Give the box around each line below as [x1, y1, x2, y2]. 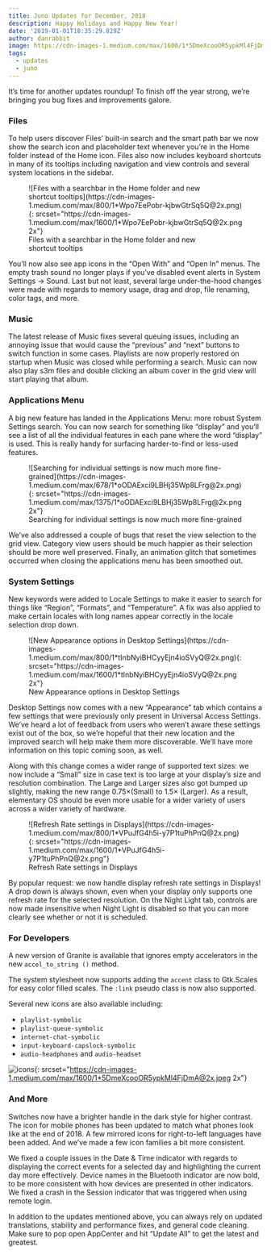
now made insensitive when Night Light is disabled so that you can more [8, 903, 249, 913]
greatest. [8, 1237, 39, 1247]
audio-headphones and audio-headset [19, 1049, 143, 1059]
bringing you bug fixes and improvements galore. [8, 94, 172, 105]
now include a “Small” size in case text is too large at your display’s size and [8, 769, 261, 779]
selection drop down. [8, 619, 79, 629]
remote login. [8, 1195, 52, 1206]
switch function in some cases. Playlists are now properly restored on [8, 348, 240, 359]
